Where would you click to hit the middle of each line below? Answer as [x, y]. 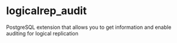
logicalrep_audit [47, 11]
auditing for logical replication [42, 33]
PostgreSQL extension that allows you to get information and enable [89, 27]
